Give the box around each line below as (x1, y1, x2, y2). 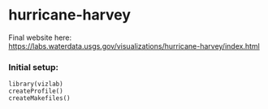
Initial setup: (8, 61, 59, 72)
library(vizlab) (8, 80, 63, 89)
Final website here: (8, 33, 72, 42)
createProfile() (8, 87, 63, 95)
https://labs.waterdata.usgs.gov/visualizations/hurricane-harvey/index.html (8, 41, 260, 50)
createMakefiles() (8, 94, 71, 102)
